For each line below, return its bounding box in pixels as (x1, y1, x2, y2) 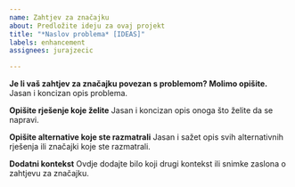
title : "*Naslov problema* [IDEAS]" (9, 29, 145, 38)
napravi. (9, 115, 39, 126)
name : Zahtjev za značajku (9, 12, 110, 22)
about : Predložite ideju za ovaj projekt (9, 21, 166, 30)
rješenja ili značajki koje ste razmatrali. (9, 142, 152, 152)
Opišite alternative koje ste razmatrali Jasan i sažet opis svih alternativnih (9, 132, 283, 142)
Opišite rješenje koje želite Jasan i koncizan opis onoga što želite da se (9, 105, 274, 116)
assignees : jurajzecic (9, 46, 94, 55)
